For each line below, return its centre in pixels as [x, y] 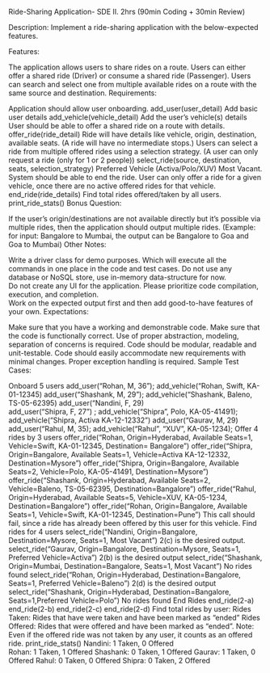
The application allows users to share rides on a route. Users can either [127, 67]
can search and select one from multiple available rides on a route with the [133, 84]
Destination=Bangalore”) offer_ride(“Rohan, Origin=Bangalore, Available [128, 506]
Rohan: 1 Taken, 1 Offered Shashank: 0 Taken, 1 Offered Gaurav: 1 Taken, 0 [132, 652]
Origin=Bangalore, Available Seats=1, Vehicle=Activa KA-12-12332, [119, 454]
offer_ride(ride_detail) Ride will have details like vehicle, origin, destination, [133, 134]
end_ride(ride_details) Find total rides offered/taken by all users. [115, 194]
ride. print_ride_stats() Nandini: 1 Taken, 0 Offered [91, 643]
